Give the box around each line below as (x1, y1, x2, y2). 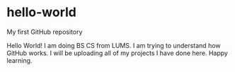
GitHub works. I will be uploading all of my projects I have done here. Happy (6, 49, 228, 57)
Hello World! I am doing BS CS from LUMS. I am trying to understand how (6, 41, 221, 49)
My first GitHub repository (6, 28, 83, 36)
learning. (6, 56, 33, 64)
